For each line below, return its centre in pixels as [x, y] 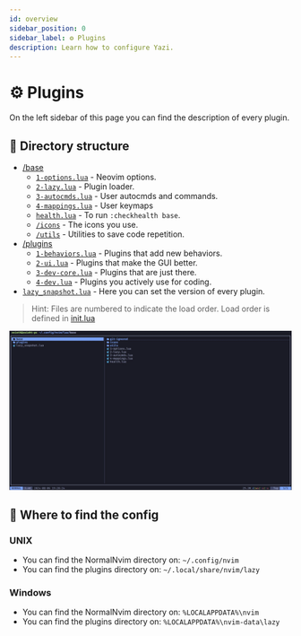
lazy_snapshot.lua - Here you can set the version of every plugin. [144, 291]
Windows [30, 593]
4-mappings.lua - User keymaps [95, 205]
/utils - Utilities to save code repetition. [110, 234]
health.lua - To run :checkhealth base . [108, 215]
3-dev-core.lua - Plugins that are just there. [116, 272]
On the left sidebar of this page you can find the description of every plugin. [150, 118]
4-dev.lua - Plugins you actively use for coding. [124, 282]
